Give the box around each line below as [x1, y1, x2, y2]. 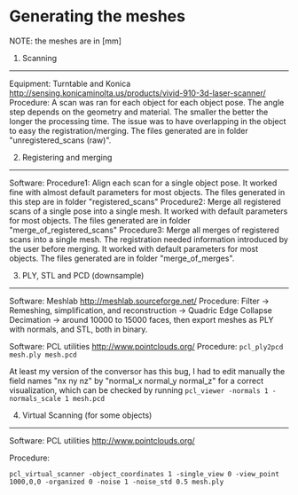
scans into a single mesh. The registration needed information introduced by [9, 233, 288, 245]
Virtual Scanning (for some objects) [21, 410, 153, 420]
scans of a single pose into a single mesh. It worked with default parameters [9, 206, 288, 216]
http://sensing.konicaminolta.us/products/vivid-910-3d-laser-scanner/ [9, 87, 266, 98]
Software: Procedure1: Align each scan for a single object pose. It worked [9, 177, 278, 188]
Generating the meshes [9, 6, 186, 27]
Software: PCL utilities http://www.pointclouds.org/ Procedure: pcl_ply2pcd [9, 341, 284, 351]
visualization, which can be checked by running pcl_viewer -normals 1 [9, 384, 269, 396]
